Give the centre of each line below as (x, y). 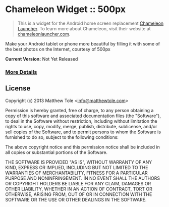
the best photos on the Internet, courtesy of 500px (58, 49)
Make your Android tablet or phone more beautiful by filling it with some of (83, 43)
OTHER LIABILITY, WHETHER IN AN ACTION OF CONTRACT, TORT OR (79, 189)
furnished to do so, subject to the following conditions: (62, 137)
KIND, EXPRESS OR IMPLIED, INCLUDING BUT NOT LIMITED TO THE (77, 167)
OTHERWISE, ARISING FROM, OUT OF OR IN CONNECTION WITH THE (79, 194)
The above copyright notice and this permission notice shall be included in (82, 147)
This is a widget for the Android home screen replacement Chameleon (91, 23)
